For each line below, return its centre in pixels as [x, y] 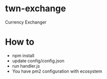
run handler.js [26, 66]
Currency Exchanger [26, 22]
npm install [23, 55]
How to [20, 42]
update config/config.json [38, 61]
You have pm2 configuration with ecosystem [57, 71]
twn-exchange [35, 9]
